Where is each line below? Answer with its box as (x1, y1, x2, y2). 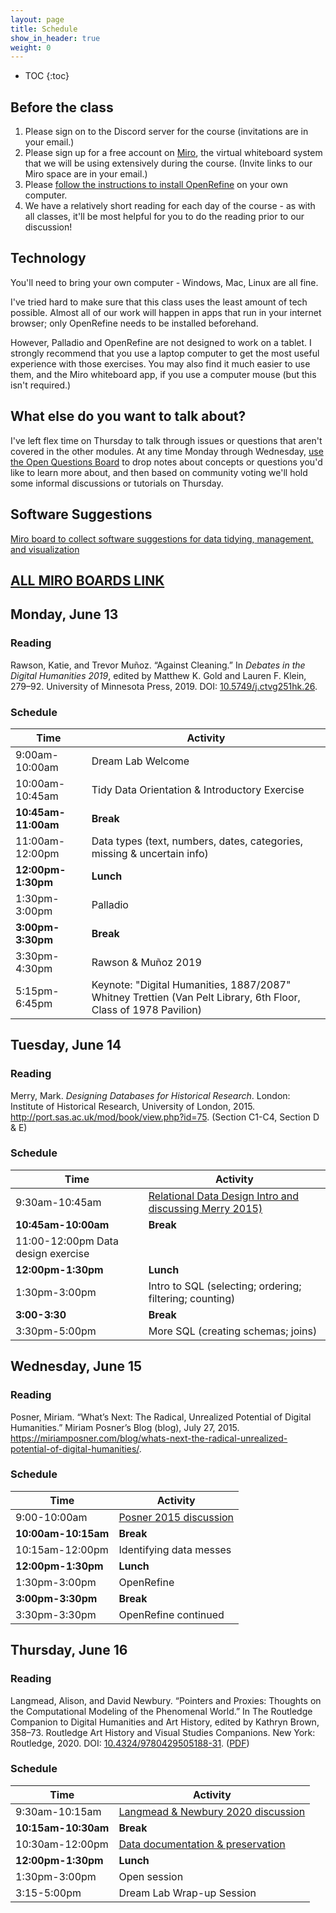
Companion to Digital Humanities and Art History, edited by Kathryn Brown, (10, 1716, 320, 1728)
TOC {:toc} (24, 70, 70, 82)
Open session (118, 1869, 184, 1883)
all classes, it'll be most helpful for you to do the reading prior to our (24, 211, 305, 223)
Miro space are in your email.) (24, 168, 148, 180)
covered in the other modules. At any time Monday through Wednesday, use (10, 445, 324, 457)
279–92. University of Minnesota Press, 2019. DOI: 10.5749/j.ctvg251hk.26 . (10, 680, 318, 692)
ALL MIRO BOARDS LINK (10, 572, 165, 589)
